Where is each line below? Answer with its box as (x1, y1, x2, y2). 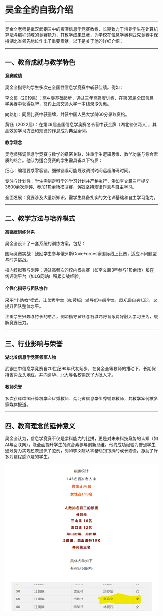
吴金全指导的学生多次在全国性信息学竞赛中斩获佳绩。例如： (5, 84, 124, 90)
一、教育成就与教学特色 (5, 58, 75, 67)
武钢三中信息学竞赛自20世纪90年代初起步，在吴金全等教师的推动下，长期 (5, 366, 152, 372)
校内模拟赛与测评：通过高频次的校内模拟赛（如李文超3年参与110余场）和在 (5, 267, 154, 273)
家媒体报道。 (5, 401, 31, 408)
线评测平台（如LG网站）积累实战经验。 (5, 273, 83, 279)
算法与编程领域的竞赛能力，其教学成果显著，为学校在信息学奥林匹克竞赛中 (5, 32, 154, 38)
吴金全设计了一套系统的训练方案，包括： (5, 241, 86, 247)
